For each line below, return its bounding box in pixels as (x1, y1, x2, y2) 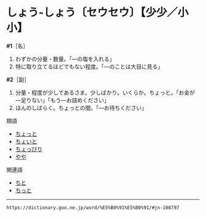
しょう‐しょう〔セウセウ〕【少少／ (6, 6, 178, 20)
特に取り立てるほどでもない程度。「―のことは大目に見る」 (15, 62, 164, 70)
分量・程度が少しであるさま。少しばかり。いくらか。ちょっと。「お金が (15, 89, 195, 96)
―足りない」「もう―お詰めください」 (15, 96, 110, 104)
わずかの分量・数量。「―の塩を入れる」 (15, 55, 115, 62)
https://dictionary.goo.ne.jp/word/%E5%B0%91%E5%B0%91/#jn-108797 (6, 204, 180, 211)
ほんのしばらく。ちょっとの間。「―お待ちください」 (15, 104, 147, 111)
